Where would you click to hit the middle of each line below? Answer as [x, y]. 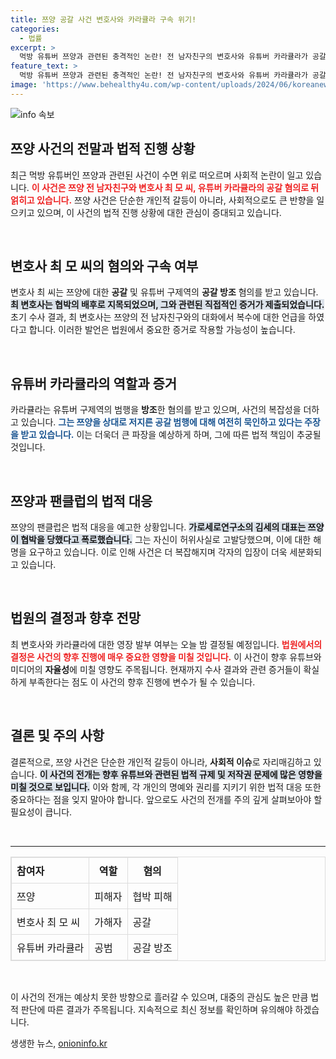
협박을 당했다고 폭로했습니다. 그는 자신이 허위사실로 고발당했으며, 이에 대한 [166, 539]
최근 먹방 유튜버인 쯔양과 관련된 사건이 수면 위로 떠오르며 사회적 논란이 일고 [157, 175]
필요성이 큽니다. [41, 812]
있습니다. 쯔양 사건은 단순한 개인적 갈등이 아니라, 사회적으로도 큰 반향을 [175, 200]
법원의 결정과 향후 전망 [76, 618]
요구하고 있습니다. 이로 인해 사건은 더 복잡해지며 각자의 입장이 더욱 [158, 552]
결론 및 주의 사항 [57, 736]
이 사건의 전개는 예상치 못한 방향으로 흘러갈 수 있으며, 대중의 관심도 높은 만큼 [159, 997]
